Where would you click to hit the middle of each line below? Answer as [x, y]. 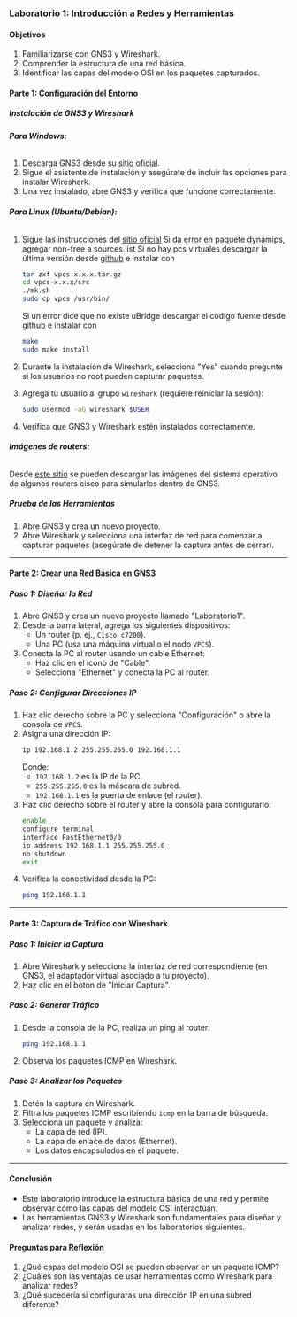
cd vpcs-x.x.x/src [56, 283]
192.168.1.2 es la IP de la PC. [89, 777]
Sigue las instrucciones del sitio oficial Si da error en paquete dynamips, [153, 239]
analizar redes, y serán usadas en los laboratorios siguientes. [133, 1227]
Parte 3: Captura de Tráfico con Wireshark [88, 923]
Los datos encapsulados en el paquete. [107, 1150]
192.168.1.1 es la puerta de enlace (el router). [119, 795]
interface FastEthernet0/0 [72, 837]
